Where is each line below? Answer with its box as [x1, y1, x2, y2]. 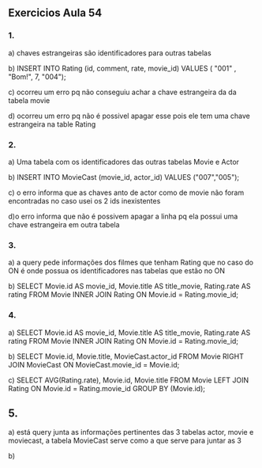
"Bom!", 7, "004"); [8, 71, 66, 82]
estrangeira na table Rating [8, 119, 96, 129]
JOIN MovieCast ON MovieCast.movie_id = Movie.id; [8, 360, 180, 369]
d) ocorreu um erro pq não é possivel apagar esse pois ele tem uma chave [8, 111, 250, 120]
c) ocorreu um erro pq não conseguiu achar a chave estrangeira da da [8, 87, 237, 97]
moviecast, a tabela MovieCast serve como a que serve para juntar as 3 [8, 436, 242, 446]
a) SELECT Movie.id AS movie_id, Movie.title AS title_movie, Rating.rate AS [8, 328, 251, 337]
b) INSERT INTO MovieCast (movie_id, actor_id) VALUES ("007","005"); [8, 172, 240, 181]
